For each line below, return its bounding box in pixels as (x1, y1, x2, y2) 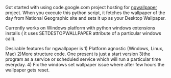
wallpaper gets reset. (5, 67, 50, 73)
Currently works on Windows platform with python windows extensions (5, 25, 156, 31)
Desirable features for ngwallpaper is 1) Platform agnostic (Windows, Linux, (5, 46, 164, 51)
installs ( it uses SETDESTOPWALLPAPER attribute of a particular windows (5, 30, 162, 36)
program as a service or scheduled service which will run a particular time (5, 56, 161, 62)
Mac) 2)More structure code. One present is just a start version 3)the (5, 51, 151, 57)
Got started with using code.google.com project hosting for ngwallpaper (5, 5, 157, 10)
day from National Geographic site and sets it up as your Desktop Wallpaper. (5, 15, 166, 21)
